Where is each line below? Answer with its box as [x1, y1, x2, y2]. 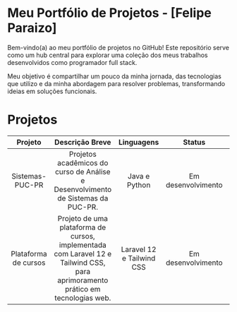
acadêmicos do [57, 157, 109, 167]
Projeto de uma [57, 213, 108, 223]
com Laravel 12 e [54, 248, 112, 258]
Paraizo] [7, 20, 57, 36]
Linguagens [119, 137, 159, 147]
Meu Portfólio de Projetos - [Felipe [7, 5, 212, 21]
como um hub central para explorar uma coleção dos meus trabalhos [7, 51, 208, 59]
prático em [64, 284, 101, 294]
